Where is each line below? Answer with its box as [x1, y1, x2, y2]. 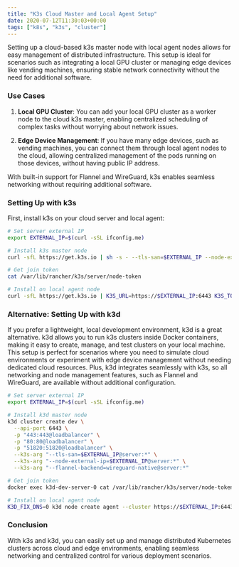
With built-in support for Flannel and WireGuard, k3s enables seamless [7, 172, 216, 181]
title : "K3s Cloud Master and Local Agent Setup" [7, 10, 158, 18]
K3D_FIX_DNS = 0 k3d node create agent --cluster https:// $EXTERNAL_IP [7, 503, 218, 510]
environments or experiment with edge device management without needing [7, 356, 231, 364]
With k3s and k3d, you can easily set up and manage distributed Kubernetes [7, 536, 231, 544]
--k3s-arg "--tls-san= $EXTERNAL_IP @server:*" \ [14, 451, 158, 458]
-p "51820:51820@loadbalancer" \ [14, 445, 113, 452]
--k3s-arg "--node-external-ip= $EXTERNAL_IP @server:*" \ [14, 458, 186, 465]
